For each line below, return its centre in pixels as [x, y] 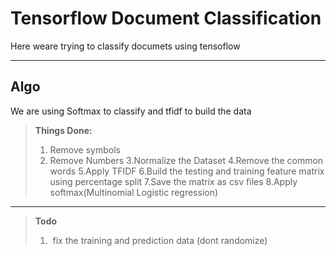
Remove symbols [85, 149]
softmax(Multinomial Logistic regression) [134, 192]
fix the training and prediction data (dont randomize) [160, 240]
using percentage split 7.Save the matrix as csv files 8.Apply [173, 181]
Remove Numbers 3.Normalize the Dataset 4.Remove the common [186, 160]
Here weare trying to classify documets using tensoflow [125, 46]
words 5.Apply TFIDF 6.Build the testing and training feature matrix [187, 171]
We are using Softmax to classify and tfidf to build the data [131, 111]
